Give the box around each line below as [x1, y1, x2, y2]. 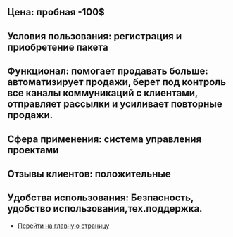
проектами [7, 144, 59, 156]
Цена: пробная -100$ [7, 6, 105, 18]
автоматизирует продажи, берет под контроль [7, 76, 227, 88]
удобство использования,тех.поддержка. [7, 203, 203, 214]
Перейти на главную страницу [17, 222, 110, 230]
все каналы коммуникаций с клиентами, [7, 87, 199, 99]
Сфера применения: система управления [7, 133, 202, 145]
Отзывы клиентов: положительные [7, 167, 171, 179]
